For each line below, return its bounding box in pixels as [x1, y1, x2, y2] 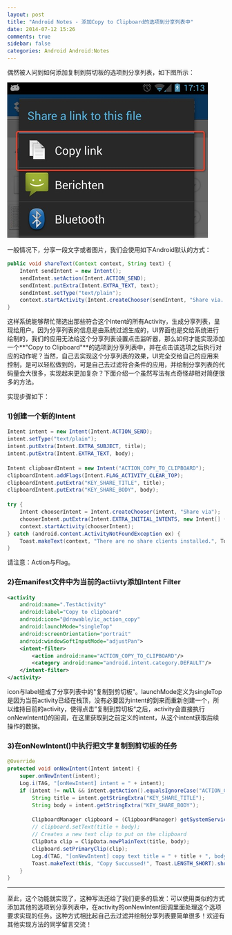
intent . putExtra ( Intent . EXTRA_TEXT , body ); [7, 450, 135, 457]
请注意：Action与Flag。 [7, 558, 75, 566]
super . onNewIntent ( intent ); [19, 773, 100, 780]
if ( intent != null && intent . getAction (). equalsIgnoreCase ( [19, 787, 200, 794]
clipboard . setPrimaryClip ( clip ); [32, 845, 128, 852]
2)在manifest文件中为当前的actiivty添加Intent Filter [7, 577, 181, 587]
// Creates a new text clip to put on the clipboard [32, 831, 187, 838]
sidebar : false [7, 40, 51, 48]
